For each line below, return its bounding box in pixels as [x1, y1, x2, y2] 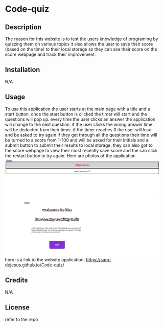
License [5, 304, 30, 312]
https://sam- [86, 257, 111, 263]
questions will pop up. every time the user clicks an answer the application [5, 116, 156, 122]
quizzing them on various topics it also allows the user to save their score [5, 41, 153, 47]
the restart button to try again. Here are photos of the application [5, 153, 136, 159]
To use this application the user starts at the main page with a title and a [5, 106, 150, 112]
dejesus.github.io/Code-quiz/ [5, 262, 65, 268]
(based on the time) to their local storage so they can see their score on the [5, 47, 158, 52]
